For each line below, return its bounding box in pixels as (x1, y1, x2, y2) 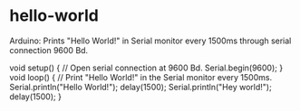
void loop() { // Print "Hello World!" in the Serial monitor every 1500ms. (9, 71, 273, 82)
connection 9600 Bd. (9, 44, 89, 55)
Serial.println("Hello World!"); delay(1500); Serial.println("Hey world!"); (9, 81, 272, 92)
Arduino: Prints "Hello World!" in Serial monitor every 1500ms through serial (9, 35, 292, 46)
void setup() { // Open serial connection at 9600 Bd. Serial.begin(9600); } (9, 62, 284, 73)
